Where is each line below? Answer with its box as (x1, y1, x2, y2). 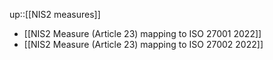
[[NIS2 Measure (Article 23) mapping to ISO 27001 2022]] (23, 28, 262, 39)
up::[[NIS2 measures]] (9, 9, 101, 20)
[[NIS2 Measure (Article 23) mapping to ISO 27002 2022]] (23, 39, 264, 50)
